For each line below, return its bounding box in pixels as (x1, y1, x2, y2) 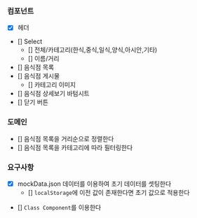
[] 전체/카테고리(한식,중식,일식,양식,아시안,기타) (27, 45, 158, 54)
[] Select (17, 37, 43, 46)
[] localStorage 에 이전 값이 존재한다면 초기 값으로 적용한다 (27, 189, 191, 197)
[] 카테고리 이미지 (27, 80, 76, 89)
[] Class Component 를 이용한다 (17, 203, 102, 212)
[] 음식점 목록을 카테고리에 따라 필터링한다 (17, 143, 133, 152)
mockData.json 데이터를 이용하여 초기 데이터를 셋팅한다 (17, 180, 172, 188)
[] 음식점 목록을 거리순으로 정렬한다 (17, 134, 114, 143)
